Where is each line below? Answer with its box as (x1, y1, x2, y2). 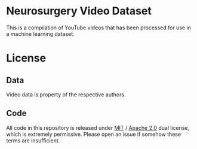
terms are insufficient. (6, 136, 60, 144)
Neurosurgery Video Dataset (6, 4, 152, 18)
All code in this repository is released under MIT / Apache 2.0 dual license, (6, 124, 190, 131)
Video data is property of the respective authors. (6, 91, 127, 98)
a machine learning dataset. (6, 30, 75, 37)
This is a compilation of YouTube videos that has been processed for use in (6, 24, 191, 31)
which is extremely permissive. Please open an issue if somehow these (6, 130, 181, 138)
